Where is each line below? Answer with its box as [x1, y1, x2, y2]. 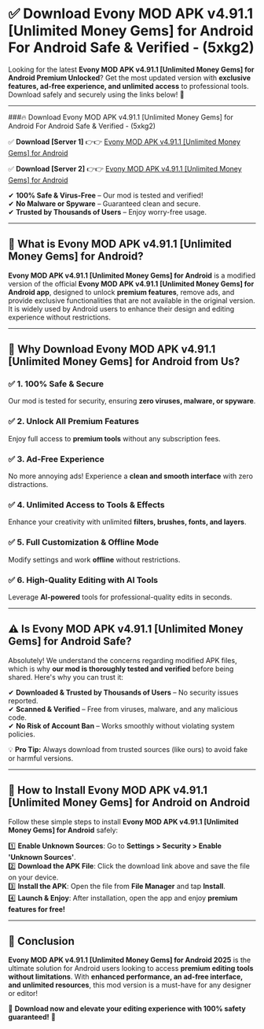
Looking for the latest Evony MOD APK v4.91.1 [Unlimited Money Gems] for [8, 65, 255, 74]
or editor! [8, 989, 38, 998]
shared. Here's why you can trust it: [8, 672, 124, 681]
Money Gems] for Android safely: [8, 825, 119, 835]
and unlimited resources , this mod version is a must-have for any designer [8, 980, 251, 990]
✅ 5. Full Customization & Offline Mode [8, 537, 159, 548]
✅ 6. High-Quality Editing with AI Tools [8, 574, 159, 585]
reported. [8, 695, 38, 705]
